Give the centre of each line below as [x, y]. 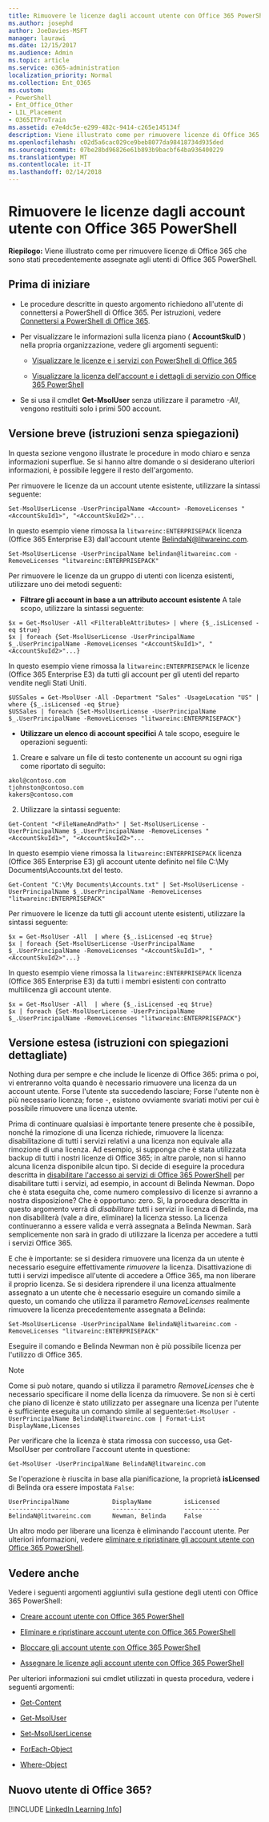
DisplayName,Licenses [44, 1426]
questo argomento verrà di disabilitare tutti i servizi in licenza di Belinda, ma [133, 1209]
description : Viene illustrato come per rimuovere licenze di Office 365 [134, 135]
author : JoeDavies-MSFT [48, 30]
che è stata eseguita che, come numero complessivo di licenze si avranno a [133, 1192]
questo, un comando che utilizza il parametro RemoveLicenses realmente [129, 1301]
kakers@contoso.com [41, 794]
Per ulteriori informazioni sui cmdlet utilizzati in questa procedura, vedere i [131, 1679]
